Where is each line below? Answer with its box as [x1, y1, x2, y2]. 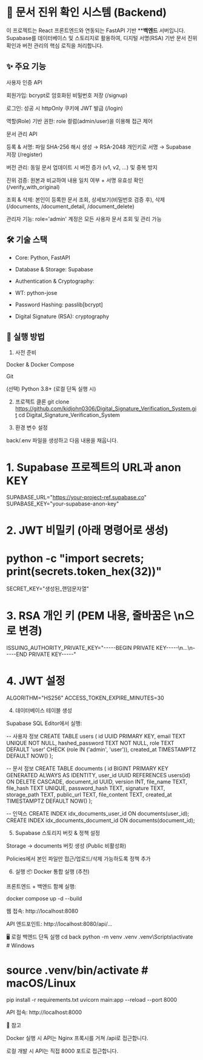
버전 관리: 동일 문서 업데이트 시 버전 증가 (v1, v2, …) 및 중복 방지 [6, 163, 158, 170]
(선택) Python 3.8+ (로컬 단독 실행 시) [6, 385, 96, 393]
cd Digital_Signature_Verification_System [18, 411, 120, 419]
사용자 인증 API [6, 78, 42, 86]
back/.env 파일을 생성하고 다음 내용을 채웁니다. [6, 437, 118, 444]
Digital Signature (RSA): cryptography [15, 312, 110, 320]
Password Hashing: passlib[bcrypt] [15, 301, 103, 308]
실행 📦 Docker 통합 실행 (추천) [15, 868, 90, 876]
